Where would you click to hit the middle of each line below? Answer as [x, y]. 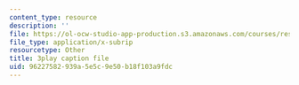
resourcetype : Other [48, 50]
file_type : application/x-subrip [71, 42]
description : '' [39, 26]
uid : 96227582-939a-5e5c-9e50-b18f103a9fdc [91, 67]
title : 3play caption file [59, 58]
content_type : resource [53, 17]
